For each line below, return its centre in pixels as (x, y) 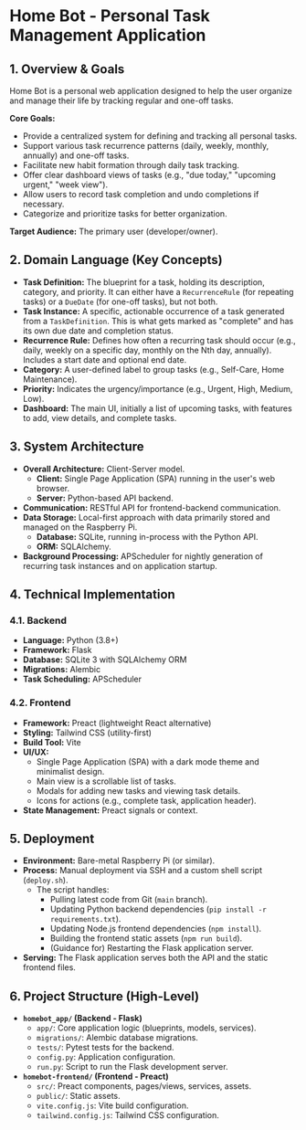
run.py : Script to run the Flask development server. (132, 1067)
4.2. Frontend (40, 702)
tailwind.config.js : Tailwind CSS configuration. (127, 1115)
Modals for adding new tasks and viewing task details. (138, 790)
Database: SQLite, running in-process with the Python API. (147, 536)
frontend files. (49, 967)
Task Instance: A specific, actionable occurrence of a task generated (153, 311)
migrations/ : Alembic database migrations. (117, 1038)
